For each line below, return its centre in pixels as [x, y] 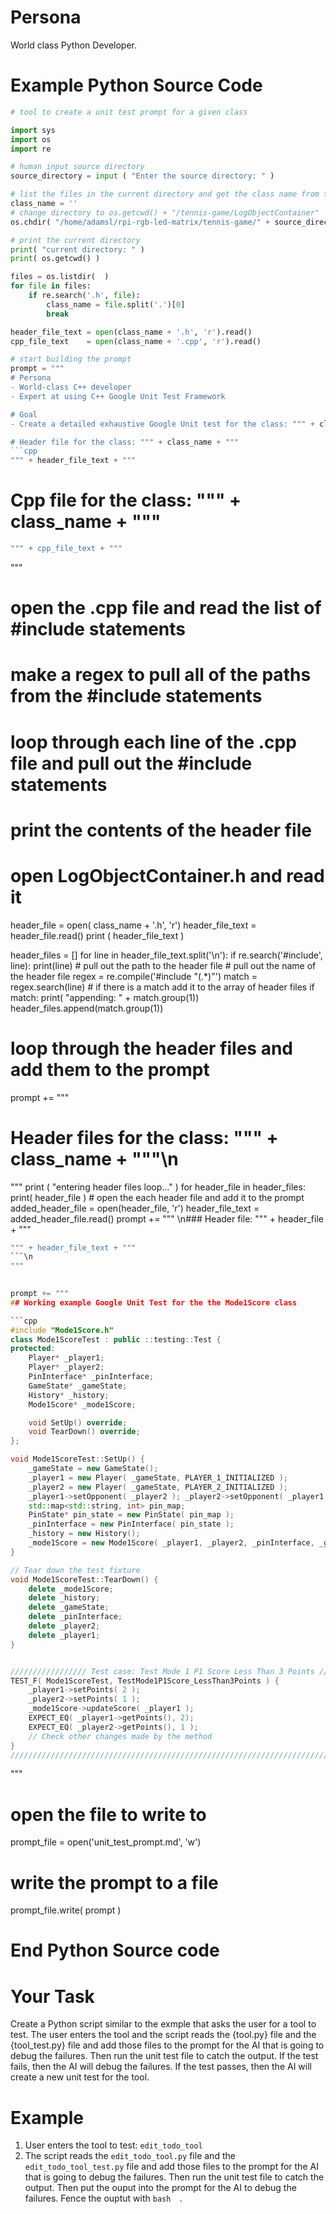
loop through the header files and [151, 1048]
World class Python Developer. [74, 45]
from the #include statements [136, 696]
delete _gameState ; [69, 1607]
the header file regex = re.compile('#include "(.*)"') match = [134, 976]
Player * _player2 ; [66, 1367]
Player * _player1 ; [66, 1358]
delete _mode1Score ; [71, 1589]
